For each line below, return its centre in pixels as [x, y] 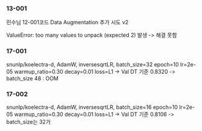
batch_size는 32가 [29, 121]
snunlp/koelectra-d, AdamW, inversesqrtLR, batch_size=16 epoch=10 [92, 107]
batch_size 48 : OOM [32, 78]
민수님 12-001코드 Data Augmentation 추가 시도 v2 [67, 22]
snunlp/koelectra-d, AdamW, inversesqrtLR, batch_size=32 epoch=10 [93, 64]
